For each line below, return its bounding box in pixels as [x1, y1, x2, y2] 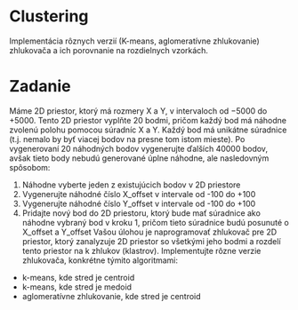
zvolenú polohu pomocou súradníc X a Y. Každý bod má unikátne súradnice [9, 124, 287, 135]
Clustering [9, 6, 89, 27]
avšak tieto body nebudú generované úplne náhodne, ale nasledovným [9, 153, 270, 163]
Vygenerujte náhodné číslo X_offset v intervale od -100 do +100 [21, 188, 256, 199]
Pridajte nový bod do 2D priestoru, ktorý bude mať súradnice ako [21, 207, 261, 219]
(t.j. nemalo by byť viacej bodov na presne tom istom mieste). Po [9, 133, 246, 144]
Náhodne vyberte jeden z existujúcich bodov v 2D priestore [21, 179, 241, 190]
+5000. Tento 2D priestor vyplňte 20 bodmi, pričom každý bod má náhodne [9, 115, 287, 125]
